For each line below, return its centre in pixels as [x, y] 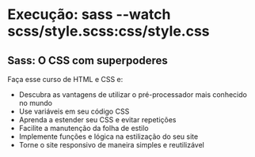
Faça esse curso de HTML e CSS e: [65, 79]
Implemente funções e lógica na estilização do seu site [108, 136]
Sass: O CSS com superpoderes [88, 60]
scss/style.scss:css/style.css [108, 31]
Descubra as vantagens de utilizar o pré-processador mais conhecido [133, 95]
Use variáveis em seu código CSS [74, 111]
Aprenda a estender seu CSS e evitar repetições [97, 120]
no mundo [36, 103]
